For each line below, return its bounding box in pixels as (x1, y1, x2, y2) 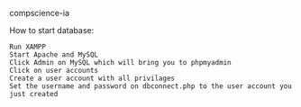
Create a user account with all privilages (9, 74, 176, 83)
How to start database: (9, 25, 95, 35)
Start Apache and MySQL (9, 50, 99, 59)
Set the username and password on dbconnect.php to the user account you (9, 82, 293, 91)
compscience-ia (9, 8, 70, 18)
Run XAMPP (9, 42, 47, 51)
